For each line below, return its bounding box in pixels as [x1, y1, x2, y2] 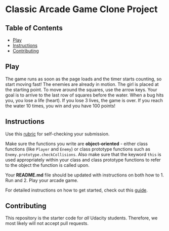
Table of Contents [5, 24, 63, 32]
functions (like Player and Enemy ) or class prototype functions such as [5, 146, 151, 152]
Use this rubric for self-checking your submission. [5, 130, 110, 137]
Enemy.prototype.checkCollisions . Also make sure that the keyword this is [5, 151, 161, 157]
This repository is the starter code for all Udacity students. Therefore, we [5, 215, 158, 221]
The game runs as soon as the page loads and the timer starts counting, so [5, 76, 162, 82]
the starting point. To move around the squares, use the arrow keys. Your [5, 86, 158, 93]
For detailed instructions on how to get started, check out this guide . [5, 187, 148, 193]
